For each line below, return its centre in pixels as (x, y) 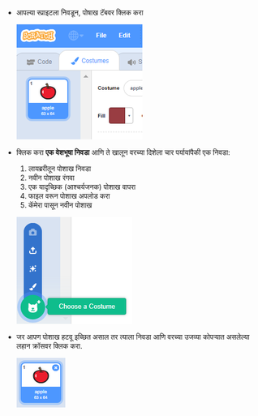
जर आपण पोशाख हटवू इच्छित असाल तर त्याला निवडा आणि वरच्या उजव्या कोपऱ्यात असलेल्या (133, 337)
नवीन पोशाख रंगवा (51, 178)
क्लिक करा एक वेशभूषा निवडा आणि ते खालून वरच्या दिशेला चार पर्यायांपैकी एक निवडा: (123, 152)
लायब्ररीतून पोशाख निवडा (60, 169)
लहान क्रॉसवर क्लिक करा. (49, 346)
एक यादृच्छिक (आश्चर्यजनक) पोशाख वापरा (82, 187)
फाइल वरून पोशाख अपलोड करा (69, 196)
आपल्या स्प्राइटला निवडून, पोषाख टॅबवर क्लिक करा (80, 13)
